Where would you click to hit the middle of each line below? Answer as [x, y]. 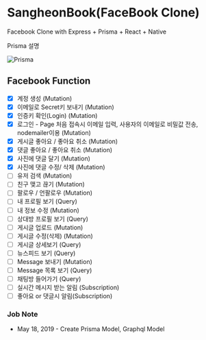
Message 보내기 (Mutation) [54, 261]
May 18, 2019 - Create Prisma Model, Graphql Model [91, 329]
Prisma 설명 [23, 45]
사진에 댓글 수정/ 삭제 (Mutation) [61, 167]
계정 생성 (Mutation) [44, 98]
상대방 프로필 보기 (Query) [53, 219]
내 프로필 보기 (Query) [47, 202]
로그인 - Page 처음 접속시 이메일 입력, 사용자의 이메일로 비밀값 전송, [107, 124]
